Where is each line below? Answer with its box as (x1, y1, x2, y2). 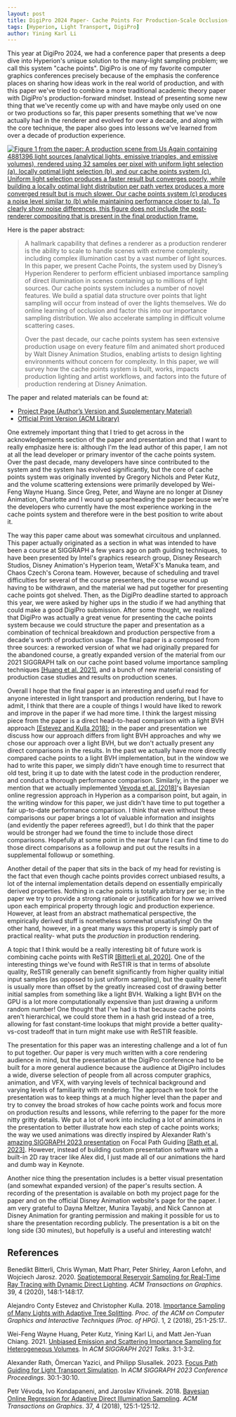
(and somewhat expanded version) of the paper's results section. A (7, 1182, 202, 1190)
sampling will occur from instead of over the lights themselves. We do (24, 299, 227, 308)
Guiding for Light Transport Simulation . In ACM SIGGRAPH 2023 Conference (7, 1366, 228, 1374)
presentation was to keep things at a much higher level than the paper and (7, 1093, 223, 1102)
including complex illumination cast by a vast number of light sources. (24, 254, 227, 263)
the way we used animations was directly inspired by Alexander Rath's (7, 1130, 211, 1139)
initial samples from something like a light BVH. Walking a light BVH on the (7, 990, 222, 998)
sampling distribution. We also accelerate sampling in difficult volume (24, 314, 225, 322)
